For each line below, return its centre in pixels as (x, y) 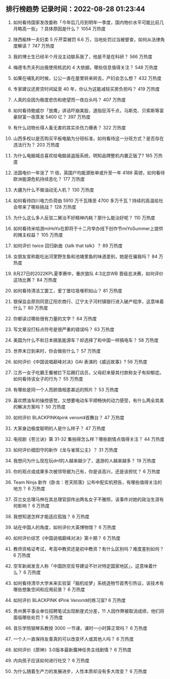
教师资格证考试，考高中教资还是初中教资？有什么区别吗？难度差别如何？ (88, 549)
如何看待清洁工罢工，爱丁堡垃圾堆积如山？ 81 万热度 (68, 290)
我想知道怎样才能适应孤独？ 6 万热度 (51, 516)
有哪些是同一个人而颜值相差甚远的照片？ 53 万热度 (66, 389)
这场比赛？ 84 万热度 (35, 280)
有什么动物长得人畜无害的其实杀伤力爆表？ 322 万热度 (69, 127)
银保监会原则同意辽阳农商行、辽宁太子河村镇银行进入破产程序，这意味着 (88, 301)
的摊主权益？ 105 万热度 (38, 234)
